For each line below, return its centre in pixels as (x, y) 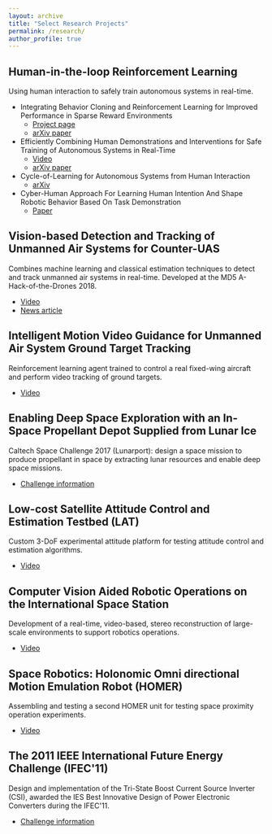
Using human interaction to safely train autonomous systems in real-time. (131, 91)
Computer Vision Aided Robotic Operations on (128, 591)
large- (243, 624)
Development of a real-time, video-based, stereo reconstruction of (120, 624)
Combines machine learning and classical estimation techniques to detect (132, 269)
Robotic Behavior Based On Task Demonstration (100, 202)
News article (41, 310)
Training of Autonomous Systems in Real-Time (98, 151)
